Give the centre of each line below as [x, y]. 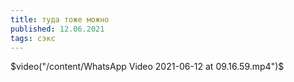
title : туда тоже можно [60, 19]
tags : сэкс [33, 38]
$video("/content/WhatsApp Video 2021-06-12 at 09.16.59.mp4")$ [147, 67]
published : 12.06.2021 [57, 29]
